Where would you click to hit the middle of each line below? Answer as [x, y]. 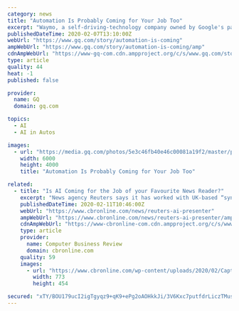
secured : [20, 297]
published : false [33, 80]
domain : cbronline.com [60, 251]
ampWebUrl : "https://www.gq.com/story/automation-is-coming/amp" [106, 47]
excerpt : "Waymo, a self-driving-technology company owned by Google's [116, 27]
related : [20, 185]
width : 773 [49, 277]
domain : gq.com [36, 106]
